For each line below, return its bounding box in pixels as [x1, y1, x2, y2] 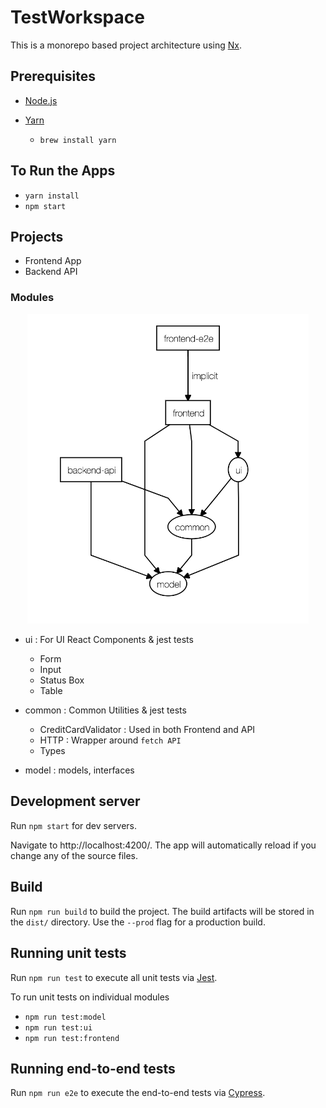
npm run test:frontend [24, 1033, 120, 1043]
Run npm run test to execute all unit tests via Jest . [10, 971, 218, 983]
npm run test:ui [24, 1022, 93, 1033]
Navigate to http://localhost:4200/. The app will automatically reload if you [10, 839, 317, 851]
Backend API [24, 266, 78, 278]
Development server [10, 793, 141, 810]
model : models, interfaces [24, 764, 135, 776]
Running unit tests [10, 945, 127, 962]
